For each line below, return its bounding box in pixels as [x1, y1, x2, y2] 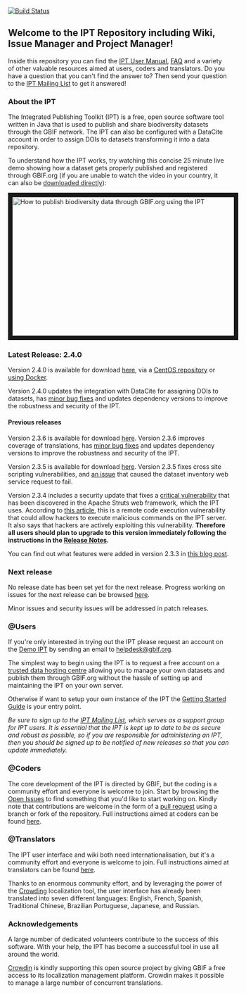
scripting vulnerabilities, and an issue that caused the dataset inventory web [8, 470, 229, 478]
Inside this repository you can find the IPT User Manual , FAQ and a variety [8, 56, 222, 65]
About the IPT [8, 96, 56, 106]
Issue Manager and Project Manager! [8, 38, 174, 50]
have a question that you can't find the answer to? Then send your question [8, 71, 227, 80]
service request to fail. [8, 477, 73, 486]
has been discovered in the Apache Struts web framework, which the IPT [8, 498, 220, 507]
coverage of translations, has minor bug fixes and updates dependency [8, 441, 215, 450]
